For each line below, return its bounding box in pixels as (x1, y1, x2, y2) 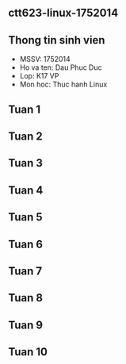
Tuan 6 (8, 237, 44, 251)
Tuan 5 (8, 210, 43, 224)
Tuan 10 (8, 345, 48, 359)
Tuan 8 (8, 291, 44, 305)
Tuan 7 (8, 264, 42, 278)
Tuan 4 (8, 183, 44, 197)
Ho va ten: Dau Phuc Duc (19, 63, 102, 72)
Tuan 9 (8, 318, 44, 331)
